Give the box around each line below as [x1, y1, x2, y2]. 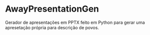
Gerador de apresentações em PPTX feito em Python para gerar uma [5, 19, 145, 25]
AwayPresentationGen [5, 3, 99, 15]
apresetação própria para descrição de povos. [5, 24, 99, 30]
